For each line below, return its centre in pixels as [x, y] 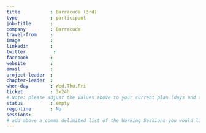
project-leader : [30, 75]
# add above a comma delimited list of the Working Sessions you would [100, 120]
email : [30, 69]
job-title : [30, 23]
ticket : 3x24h [38, 92]
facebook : [30, 58]
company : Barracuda [44, 29]
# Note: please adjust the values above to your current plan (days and [101, 97]
